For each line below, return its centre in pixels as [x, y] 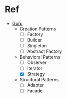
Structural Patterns [39, 80]
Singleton [37, 46]
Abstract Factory [45, 51]
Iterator [35, 68]
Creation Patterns [38, 28]
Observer [37, 62]
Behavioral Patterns [40, 57]
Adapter [35, 85]
